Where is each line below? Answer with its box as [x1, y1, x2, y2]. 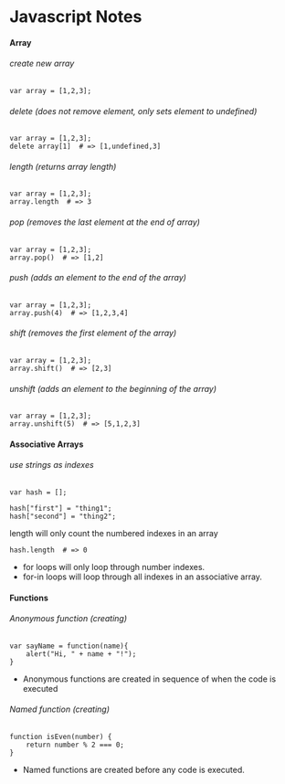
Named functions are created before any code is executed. [22, 765, 245, 775]
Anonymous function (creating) [9, 613, 128, 624]
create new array [9, 58, 75, 69]
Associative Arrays [9, 439, 84, 450]
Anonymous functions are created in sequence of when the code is [22, 673, 277, 684]
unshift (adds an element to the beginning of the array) [9, 383, 217, 394]
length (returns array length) [9, 161, 117, 172]
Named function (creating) [9, 704, 110, 715]
